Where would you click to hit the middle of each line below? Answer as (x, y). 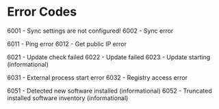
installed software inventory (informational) (68, 98)
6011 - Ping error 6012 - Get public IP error (67, 44)
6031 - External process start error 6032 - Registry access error (98, 77)
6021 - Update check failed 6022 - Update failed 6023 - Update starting (109, 57)
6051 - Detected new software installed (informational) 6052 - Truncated (109, 91)
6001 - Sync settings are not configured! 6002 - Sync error (90, 31)
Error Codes (42, 12)
